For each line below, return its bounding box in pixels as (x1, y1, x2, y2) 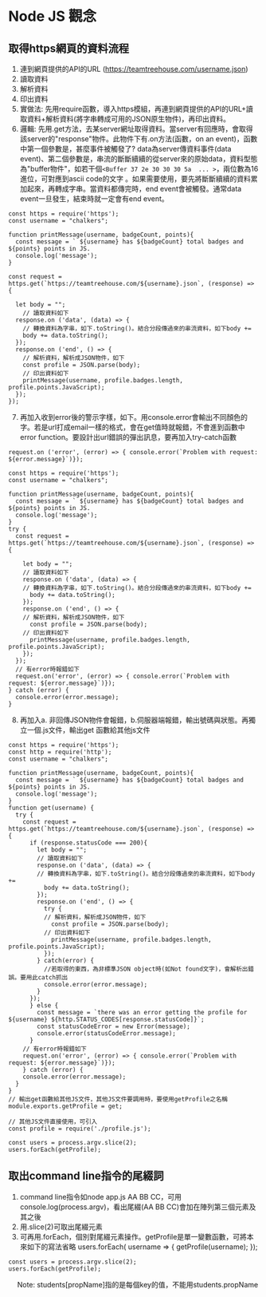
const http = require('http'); (8, 748, 112, 756)
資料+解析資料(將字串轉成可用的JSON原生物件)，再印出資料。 (26, 114, 231, 124)
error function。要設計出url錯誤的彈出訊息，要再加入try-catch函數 (19, 433, 237, 441)
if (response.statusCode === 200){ (29, 839, 148, 847)
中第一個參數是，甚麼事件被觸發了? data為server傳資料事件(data (19, 144, 232, 153)
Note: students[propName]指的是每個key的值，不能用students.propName (17, 1279, 259, 1289)
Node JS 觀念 (8, 7, 97, 26)
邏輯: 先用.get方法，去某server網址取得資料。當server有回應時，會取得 (19, 125, 253, 133)
